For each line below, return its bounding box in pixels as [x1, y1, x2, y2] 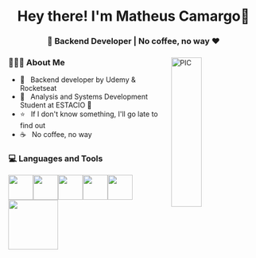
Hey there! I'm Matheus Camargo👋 [17, 7, 250, 25]
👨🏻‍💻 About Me [8, 57, 65, 68]
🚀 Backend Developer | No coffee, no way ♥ [47, 36, 220, 47]
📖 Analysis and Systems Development [19, 92, 149, 102]
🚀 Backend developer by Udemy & [19, 75, 137, 84]
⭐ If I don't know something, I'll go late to [19, 109, 158, 119]
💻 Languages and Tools [8, 153, 103, 164]
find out [19, 121, 46, 131]
